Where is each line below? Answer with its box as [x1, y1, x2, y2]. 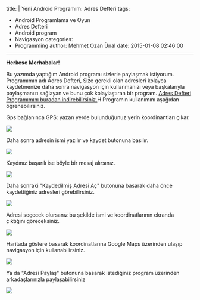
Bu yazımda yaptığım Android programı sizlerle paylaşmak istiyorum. [6, 71, 174, 78]
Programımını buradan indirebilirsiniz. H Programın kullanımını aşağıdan [6, 96, 180, 103]
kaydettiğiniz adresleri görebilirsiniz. [6, 188, 95, 196]
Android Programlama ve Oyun [14, 17, 91, 23]
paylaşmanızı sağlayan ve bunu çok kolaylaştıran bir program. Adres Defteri [6, 89, 192, 97]
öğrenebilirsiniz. [6, 103, 46, 109]
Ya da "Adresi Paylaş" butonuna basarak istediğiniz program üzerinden [6, 270, 180, 276]
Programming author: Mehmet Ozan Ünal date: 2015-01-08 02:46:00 [14, 42, 183, 49]
